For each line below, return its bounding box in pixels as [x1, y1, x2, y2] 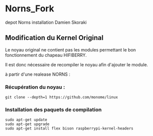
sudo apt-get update [5, 117, 48, 123]
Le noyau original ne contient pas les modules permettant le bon [5, 46, 136, 52]
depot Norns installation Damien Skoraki [5, 19, 87, 25]
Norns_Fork [5, 3, 54, 14]
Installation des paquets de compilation [5, 106, 102, 113]
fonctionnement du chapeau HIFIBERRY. [5, 52, 87, 58]
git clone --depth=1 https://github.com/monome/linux [5, 95, 118, 100]
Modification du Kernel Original [5, 34, 104, 42]
